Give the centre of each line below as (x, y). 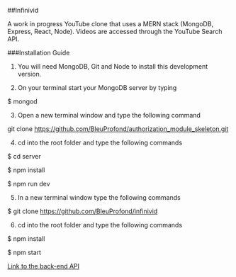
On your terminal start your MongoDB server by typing (97, 87)
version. (29, 74)
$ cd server (24, 156)
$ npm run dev (29, 184)
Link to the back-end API (44, 266)
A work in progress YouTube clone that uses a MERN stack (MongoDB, (111, 24)
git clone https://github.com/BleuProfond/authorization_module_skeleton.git (118, 129)
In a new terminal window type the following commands (99, 197)
